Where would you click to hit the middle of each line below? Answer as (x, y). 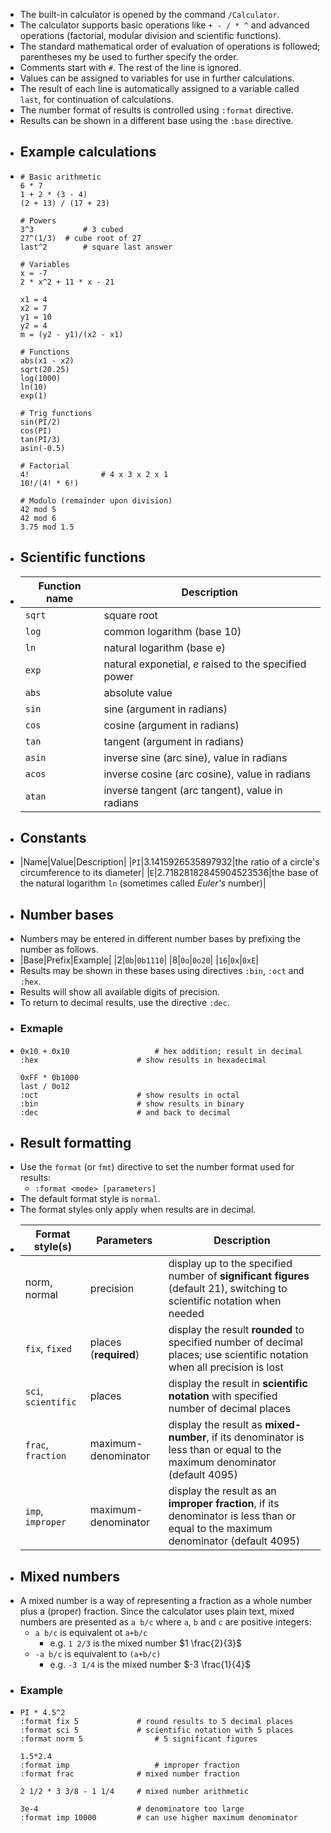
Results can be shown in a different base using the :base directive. (156, 120)
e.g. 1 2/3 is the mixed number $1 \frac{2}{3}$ (145, 1643)
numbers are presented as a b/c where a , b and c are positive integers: (165, 1622)
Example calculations (88, 152)
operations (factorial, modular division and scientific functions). (150, 35)
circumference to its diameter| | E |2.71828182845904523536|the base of (169, 873)
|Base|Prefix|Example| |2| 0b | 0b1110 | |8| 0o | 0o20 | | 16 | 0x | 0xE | (139, 960)
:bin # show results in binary (132, 1104)
